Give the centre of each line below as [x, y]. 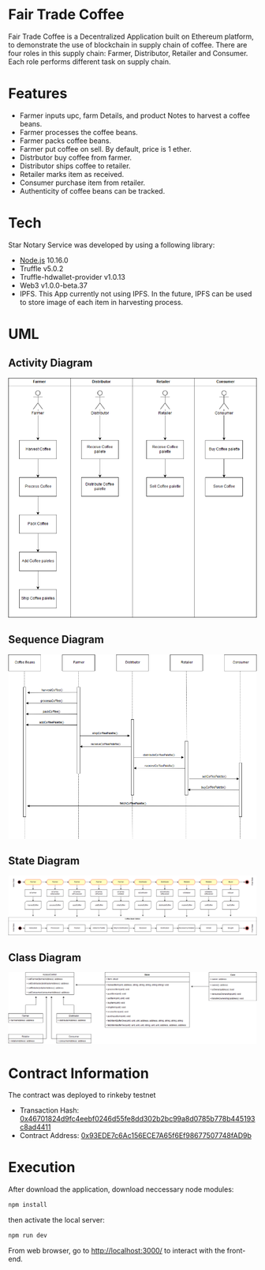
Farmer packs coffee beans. [65, 141]
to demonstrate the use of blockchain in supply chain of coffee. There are [128, 44]
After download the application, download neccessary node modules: [121, 1189]
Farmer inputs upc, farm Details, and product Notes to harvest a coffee [135, 115]
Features [38, 94]
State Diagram [44, 861]
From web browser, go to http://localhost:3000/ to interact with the [117, 1250]
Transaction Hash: [49, 1110]
